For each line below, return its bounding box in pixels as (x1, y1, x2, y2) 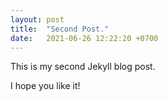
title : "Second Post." (10, 24, 110, 34)
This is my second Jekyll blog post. (10, 61, 156, 73)
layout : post (10, 14, 65, 25)
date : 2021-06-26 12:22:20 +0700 (10, 33, 159, 43)
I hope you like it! (10, 80, 81, 92)
